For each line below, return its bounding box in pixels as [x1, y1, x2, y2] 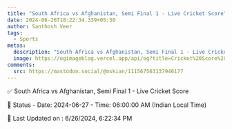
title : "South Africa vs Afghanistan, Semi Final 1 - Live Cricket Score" [7, 10, 227, 17]
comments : [7, 61, 36, 68]
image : [13, 55, 32, 62]
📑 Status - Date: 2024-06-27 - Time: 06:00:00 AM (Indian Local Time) [7, 101, 207, 109]
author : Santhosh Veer [7, 23, 72, 30]
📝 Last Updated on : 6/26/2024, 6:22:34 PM [7, 114, 133, 122]
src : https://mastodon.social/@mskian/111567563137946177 [13, 68, 184, 75]
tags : [7, 29, 23, 37]
